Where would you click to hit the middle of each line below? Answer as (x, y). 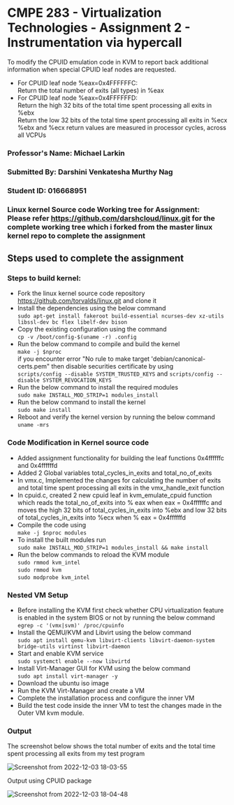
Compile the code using (52, 525)
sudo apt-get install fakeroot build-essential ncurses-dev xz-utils (121, 316)
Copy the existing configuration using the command (92, 329)
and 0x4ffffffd (37, 465)
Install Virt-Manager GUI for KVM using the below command (104, 668)
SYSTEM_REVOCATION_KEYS (77, 380)
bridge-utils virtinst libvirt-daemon (74, 646)
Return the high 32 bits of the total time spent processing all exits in (115, 105)
